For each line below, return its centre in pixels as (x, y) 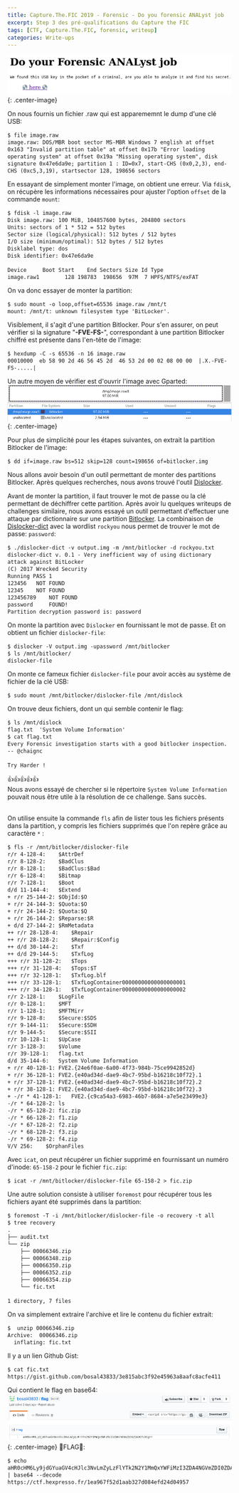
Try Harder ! (27, 765)
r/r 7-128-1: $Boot (41, 883)
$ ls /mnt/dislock (34, 723)
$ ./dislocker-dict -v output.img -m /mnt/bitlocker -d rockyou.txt (111, 548)
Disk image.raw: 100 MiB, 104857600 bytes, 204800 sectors (97, 220)
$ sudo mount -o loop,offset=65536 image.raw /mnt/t (87, 304)
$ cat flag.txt (30, 737)
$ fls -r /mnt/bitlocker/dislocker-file (68, 847)
